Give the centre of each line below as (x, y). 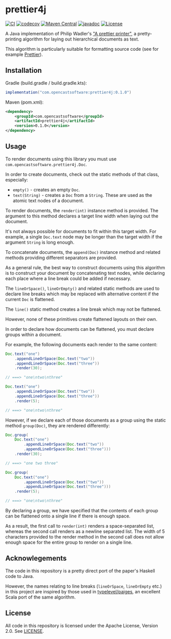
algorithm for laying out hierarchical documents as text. (81, 39)
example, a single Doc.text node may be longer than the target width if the (84, 236)
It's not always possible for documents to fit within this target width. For (81, 231)
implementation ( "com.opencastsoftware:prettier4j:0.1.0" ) (68, 92)
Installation (24, 71)
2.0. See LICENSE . (25, 631)
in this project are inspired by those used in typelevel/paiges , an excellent (83, 591)
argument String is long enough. (40, 242)
